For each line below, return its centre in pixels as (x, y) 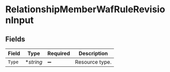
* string (34, 62)
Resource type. (93, 62)
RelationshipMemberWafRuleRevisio (85, 9)
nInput (20, 20)
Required (59, 53)
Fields (15, 39)
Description (93, 53)
